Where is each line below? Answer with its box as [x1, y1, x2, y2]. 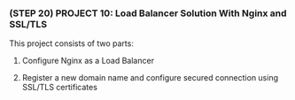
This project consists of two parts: [9, 38, 135, 49]
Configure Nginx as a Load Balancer [21, 56, 155, 66]
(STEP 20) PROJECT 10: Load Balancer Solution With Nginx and [9, 7, 287, 19]
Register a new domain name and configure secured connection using [21, 73, 279, 83]
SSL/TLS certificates [21, 82, 97, 93]
